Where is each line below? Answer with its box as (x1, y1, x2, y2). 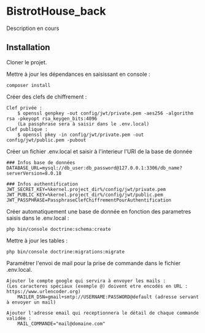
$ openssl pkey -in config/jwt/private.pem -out (17, 132, 144, 138)
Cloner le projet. (6, 58, 47, 65)
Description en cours (6, 24, 60, 32)
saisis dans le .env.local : (6, 214, 69, 222)
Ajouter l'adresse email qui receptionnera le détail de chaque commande (6, 310, 199, 316)
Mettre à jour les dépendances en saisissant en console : (6, 70, 150, 78)
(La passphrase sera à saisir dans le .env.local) (17, 121, 150, 127)
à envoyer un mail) (6, 299, 56, 305)
